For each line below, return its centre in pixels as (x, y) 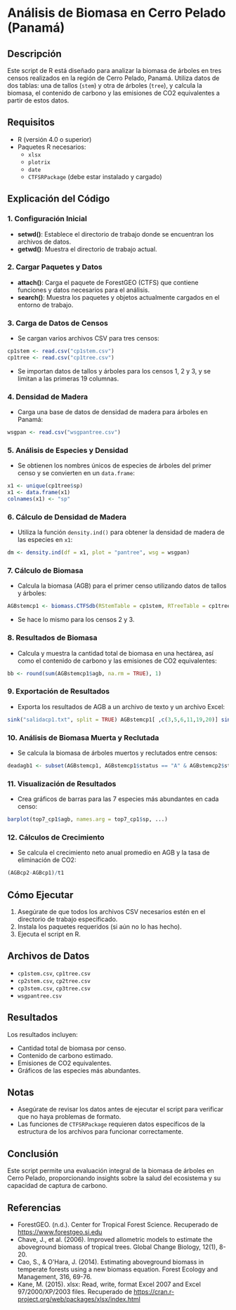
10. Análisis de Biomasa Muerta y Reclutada (83, 737)
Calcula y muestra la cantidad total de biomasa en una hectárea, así (116, 653)
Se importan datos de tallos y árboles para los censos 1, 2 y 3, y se (114, 371)
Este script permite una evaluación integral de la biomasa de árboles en (111, 1171)
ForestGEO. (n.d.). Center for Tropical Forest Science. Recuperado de (118, 1225)
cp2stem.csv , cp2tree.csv (54, 980)
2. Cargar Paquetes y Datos (55, 267)
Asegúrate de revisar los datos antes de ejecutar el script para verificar (120, 1109)
